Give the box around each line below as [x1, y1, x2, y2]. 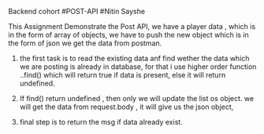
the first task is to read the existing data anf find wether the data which [19, 54, 250, 63]
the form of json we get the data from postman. [8, 38, 162, 48]
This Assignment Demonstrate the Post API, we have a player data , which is [8, 22, 256, 31]
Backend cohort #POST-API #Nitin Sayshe [8, 7, 146, 16]
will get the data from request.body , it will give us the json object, [19, 102, 234, 111]
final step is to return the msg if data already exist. [19, 118, 183, 126]
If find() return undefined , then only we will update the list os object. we [19, 94, 255, 103]
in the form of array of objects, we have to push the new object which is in [8, 31, 250, 39]
